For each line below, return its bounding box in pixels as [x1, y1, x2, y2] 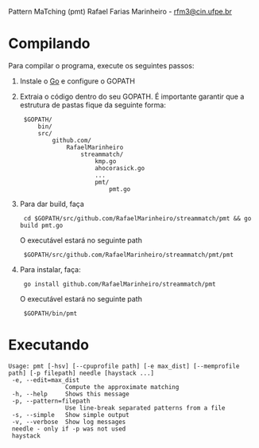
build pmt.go [19, 221, 64, 229]
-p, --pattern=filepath [11, 397, 91, 405]
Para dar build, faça [19, 199, 85, 208]
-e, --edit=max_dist [11, 376, 80, 384]
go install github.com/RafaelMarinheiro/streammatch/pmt [23, 280, 216, 288]
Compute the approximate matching [64, 383, 180, 391]
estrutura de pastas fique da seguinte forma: [19, 99, 167, 110]
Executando [8, 336, 90, 354]
